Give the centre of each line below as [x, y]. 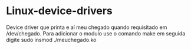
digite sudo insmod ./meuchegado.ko [51, 40]
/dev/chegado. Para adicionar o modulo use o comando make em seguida [96, 33]
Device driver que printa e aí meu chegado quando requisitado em [87, 27]
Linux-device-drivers [60, 11]
